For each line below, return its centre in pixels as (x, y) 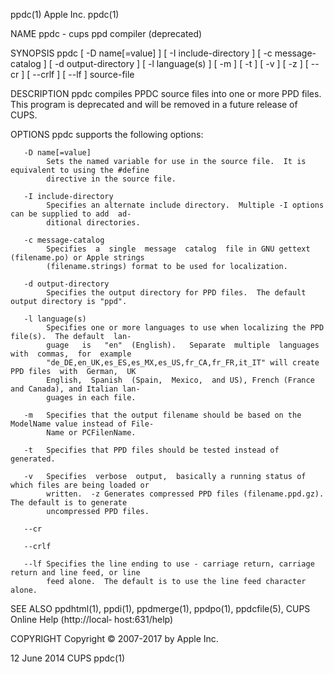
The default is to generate (69, 503)
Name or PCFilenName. (91, 433)
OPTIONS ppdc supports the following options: (107, 134)
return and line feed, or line (75, 573)
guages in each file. (91, 398)
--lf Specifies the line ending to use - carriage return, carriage (169, 564)
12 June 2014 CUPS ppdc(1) (67, 658)
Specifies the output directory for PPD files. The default (176, 293)
